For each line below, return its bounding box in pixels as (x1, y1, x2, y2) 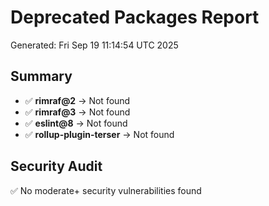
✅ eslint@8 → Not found (24, 117, 128, 129)
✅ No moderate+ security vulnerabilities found (10, 184, 202, 196)
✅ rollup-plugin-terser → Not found (24, 128, 175, 140)
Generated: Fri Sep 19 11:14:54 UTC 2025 (10, 39, 179, 51)
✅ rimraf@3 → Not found (24, 106, 131, 118)
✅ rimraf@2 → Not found (24, 94, 131, 106)
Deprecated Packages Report (10, 6, 260, 29)
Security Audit (10, 158, 103, 175)
